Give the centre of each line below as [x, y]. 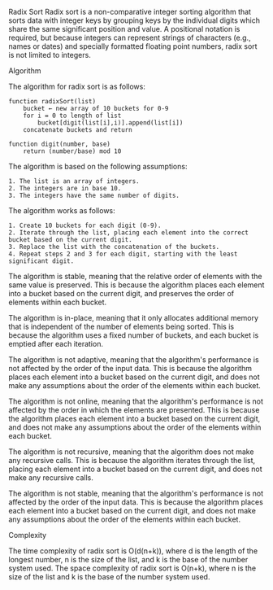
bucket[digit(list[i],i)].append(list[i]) [110, 123]
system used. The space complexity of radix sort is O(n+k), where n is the [132, 568]
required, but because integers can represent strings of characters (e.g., [130, 37]
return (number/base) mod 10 [72, 151]
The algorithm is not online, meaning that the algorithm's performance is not [136, 401]
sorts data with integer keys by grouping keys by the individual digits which [134, 20]
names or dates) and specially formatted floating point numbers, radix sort [133, 46]
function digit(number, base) [60, 144]
